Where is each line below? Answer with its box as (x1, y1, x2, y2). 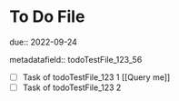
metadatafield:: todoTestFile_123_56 (9, 54, 143, 65)
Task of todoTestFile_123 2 (22, 82, 122, 93)
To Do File (9, 6, 85, 27)
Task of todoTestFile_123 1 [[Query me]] (22, 71, 171, 83)
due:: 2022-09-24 (9, 36, 77, 47)
